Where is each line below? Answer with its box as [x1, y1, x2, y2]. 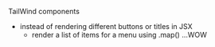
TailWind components [8, 7, 80, 16]
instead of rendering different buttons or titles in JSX [19, 22, 193, 31]
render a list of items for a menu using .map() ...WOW [31, 31, 207, 39]
